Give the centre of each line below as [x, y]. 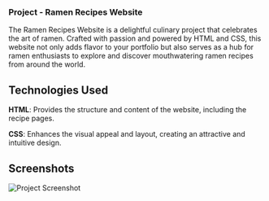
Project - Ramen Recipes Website [76, 12]
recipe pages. [32, 118]
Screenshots [41, 168]
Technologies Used [58, 90]
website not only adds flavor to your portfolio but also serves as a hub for [131, 47]
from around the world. [47, 64]
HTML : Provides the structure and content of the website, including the [128, 110]
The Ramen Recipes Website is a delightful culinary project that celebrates [133, 30]
